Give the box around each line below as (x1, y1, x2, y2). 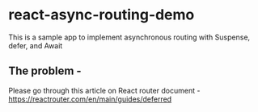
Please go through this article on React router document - (8, 85, 201, 95)
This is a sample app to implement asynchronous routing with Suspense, (8, 32, 251, 42)
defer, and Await (8, 40, 63, 50)
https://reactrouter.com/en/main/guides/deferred (8, 94, 172, 104)
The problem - (8, 64, 82, 78)
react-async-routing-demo (8, 6, 195, 24)
